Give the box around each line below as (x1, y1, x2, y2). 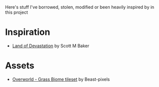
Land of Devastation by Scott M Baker (12, 43, 90, 49)
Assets (5, 60, 34, 71)
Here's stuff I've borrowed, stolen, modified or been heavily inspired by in (5, 4, 155, 10)
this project (5, 9, 28, 15)
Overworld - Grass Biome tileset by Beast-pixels (12, 76, 110, 82)
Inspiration (5, 27, 50, 38)
